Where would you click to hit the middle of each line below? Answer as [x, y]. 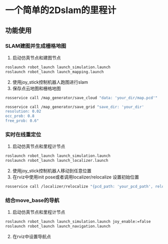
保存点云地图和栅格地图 [36, 88]
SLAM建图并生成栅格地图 [36, 46]
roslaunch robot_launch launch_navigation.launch [58, 226]
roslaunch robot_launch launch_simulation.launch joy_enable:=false [78, 222]
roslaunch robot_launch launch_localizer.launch [57, 161]
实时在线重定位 [23, 134]
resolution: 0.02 [23, 111]
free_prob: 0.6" [22, 121]
